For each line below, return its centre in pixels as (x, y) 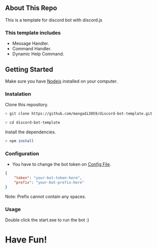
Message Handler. (31, 43)
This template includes (33, 32)
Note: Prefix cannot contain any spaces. (46, 196)
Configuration (22, 154)
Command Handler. (32, 49)
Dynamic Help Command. (38, 54)
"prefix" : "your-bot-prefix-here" (49, 182)
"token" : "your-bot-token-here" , (48, 178)
